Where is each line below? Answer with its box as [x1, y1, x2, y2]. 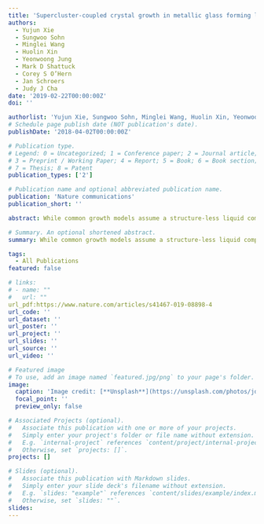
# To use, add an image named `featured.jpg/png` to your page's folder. [8, 373, 255, 381]
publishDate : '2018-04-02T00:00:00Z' [8, 128, 132, 136]
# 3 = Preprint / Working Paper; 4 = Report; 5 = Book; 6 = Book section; [8, 156, 258, 165]
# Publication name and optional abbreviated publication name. [8, 185, 223, 193]
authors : [8, 19, 37, 27]
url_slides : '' [8, 337, 58, 346]
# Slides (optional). [8, 467, 79, 475]
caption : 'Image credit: [15, 388, 97, 396]
